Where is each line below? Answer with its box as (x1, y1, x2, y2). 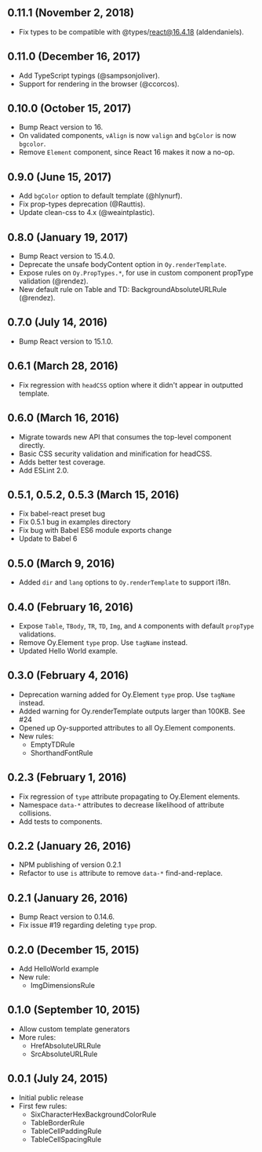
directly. (18, 440, 45, 450)
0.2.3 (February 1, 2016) (7, 771, 127, 784)
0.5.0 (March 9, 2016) (7, 556, 115, 570)
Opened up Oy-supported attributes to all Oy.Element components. (18, 723, 236, 732)
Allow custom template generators (18, 1024, 130, 1034)
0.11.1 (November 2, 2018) (7, 6, 135, 20)
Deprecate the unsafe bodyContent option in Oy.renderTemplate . (18, 260, 227, 269)
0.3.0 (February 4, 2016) (7, 669, 129, 682)
